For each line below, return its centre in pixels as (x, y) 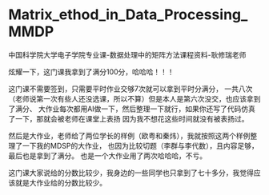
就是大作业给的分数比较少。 (60, 182)
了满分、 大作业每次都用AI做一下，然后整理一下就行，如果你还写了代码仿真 (132, 109)
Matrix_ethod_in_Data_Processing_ (128, 15)
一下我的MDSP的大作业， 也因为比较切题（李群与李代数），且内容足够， (140, 145)
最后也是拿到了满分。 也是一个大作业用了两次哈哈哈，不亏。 (107, 155)
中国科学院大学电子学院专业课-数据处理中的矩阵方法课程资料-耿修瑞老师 (127, 54)
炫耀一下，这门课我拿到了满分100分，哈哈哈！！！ (91, 72)
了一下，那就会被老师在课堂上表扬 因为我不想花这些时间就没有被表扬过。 (128, 118)
